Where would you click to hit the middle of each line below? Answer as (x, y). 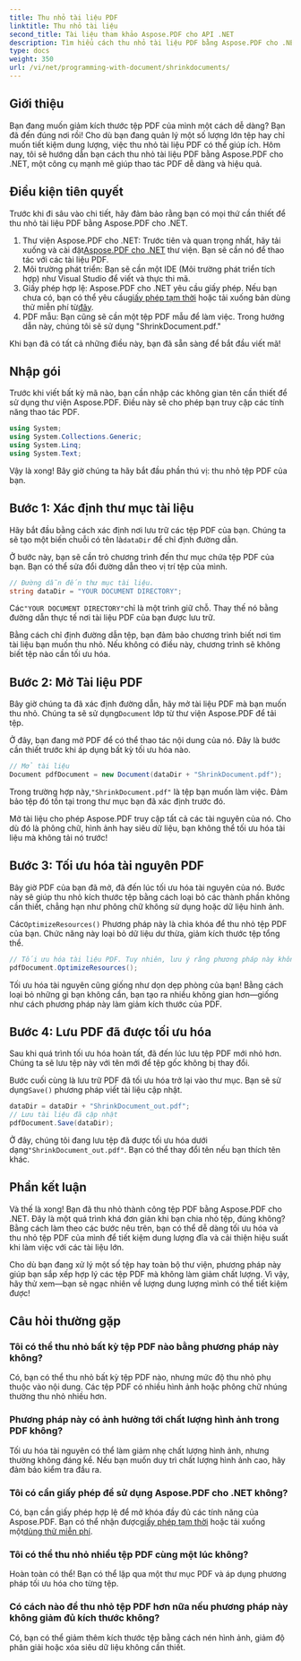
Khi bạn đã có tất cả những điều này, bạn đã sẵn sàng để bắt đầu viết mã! (145, 343)
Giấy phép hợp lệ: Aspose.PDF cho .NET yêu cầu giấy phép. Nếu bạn (150, 288)
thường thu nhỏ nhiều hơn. (58, 1397)
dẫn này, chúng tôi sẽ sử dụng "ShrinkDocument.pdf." (121, 326)
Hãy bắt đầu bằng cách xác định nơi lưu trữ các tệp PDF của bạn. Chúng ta (148, 530)
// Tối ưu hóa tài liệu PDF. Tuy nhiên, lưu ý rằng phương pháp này (142, 959)
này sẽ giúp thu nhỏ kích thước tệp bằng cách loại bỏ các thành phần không (150, 896)
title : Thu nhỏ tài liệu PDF (64, 17)
